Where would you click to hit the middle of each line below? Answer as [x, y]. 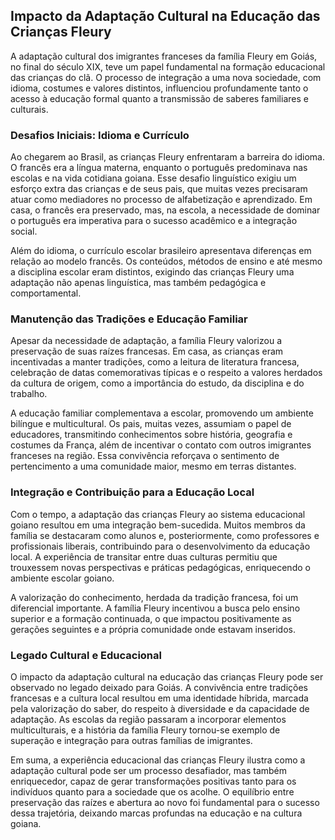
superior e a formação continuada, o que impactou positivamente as [151, 618]
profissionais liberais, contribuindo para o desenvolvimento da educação [160, 546]
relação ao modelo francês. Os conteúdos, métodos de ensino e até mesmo [166, 261]
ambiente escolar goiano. [62, 578]
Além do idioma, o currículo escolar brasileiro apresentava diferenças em [161, 251]
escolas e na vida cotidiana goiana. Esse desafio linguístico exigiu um [153, 178]
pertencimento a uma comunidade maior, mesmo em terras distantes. [153, 466]
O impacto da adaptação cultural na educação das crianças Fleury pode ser [167, 677]
